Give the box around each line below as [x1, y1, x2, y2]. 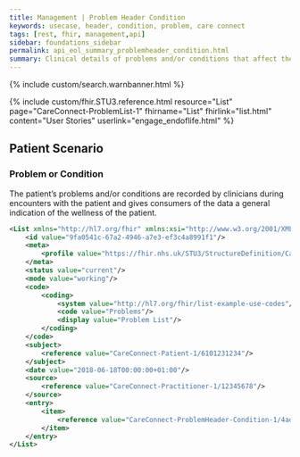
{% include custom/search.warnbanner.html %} [9, 79, 185, 89]
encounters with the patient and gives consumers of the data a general [9, 197, 271, 208]
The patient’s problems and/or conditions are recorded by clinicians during [9, 188, 284, 199]
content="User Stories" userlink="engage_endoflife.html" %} [9, 115, 235, 126]
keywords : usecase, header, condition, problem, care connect [9, 21, 246, 30]
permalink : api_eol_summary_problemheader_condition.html [9, 46, 229, 55]
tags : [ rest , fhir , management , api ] [9, 29, 146, 38]
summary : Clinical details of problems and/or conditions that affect [9, 54, 278, 63]
